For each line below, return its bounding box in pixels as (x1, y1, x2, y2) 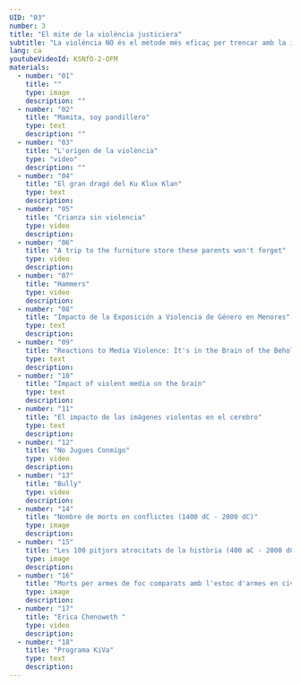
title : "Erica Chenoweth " (25, 612, 126, 621)
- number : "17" (17, 604, 74, 613)
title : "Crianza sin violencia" (25, 212, 146, 222)
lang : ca (9, 47, 42, 56)
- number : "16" (17, 570, 74, 580)
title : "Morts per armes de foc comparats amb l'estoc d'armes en (25, 579, 279, 588)
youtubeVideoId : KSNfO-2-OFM (9, 55, 118, 64)
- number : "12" (17, 438, 74, 447)
